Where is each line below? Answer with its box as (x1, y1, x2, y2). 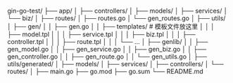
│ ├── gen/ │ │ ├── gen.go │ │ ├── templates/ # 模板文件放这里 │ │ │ (7, 22, 215, 31)
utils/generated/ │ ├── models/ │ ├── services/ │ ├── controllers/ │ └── (7, 60, 224, 68)
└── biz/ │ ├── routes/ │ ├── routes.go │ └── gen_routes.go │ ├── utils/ (7, 14, 226, 22)
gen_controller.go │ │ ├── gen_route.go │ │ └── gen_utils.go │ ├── (7, 52, 208, 61)
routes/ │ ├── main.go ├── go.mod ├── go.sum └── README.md (7, 67, 204, 75)
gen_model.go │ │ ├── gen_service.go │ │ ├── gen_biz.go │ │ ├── (7, 45, 207, 53)
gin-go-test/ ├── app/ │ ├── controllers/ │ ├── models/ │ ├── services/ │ (7, 7, 228, 15)
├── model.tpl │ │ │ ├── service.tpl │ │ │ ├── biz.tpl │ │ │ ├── (7, 30, 196, 38)
